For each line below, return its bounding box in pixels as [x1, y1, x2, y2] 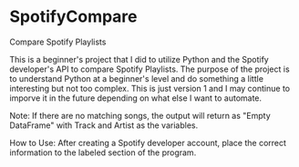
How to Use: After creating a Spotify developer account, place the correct [9, 137, 287, 148]
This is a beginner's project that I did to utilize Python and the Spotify [9, 54, 269, 64]
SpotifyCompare [9, 6, 139, 27]
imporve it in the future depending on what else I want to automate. [9, 93, 263, 103]
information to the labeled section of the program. [9, 147, 197, 158]
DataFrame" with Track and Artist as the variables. [9, 120, 199, 131]
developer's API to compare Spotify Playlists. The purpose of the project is [9, 64, 290, 74]
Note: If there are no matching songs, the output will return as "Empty [9, 110, 271, 121]
